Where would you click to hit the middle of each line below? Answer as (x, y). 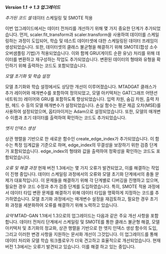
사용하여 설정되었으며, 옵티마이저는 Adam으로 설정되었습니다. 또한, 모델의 (76, 111)
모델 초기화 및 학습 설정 (28, 76)
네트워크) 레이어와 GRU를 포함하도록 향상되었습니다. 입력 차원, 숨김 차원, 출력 (80, 99)
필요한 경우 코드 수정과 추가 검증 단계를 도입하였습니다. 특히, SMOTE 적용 (76, 187)
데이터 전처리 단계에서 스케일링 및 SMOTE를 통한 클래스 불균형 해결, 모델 (90, 222)
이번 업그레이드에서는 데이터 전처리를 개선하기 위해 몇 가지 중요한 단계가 (74, 28)
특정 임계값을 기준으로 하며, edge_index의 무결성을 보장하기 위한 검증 (81, 145)
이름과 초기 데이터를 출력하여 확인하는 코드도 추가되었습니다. (68, 118)
